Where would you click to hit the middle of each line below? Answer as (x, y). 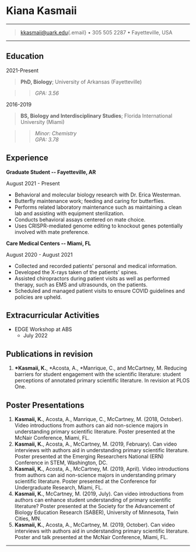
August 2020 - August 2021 (39, 254)
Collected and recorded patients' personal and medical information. (96, 266)
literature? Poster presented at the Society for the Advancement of (94, 506)
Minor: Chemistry (56, 133)
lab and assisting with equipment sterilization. (69, 213)
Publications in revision (50, 354)
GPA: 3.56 (47, 93)
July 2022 (35, 336)
